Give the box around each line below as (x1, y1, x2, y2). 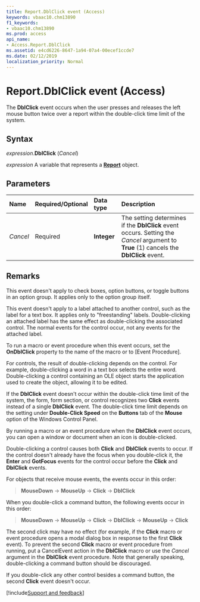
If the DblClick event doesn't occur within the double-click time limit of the (6, 390, 189, 397)
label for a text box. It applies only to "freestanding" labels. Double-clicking (6, 311, 190, 318)
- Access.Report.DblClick (6, 42, 70, 48)
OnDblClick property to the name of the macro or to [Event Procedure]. (6, 348, 182, 355)
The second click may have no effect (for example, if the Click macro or (6, 528, 183, 535)
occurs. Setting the (121, 229, 174, 237)
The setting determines (121, 214, 186, 222)
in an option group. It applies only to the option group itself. (6, 293, 152, 300)
